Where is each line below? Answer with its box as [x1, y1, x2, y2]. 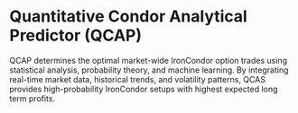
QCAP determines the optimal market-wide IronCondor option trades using [9, 55, 287, 65]
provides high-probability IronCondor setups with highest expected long [9, 83, 278, 94]
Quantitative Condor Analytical [9, 6, 248, 27]
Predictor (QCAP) [9, 25, 143, 46]
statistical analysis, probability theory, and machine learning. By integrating [9, 65, 289, 75]
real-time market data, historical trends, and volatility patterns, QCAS [9, 74, 266, 84]
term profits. [9, 92, 56, 104]
